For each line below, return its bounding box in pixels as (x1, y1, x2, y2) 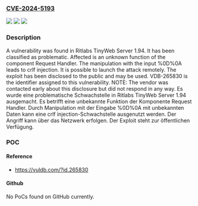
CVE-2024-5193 (6, 4, 55, 13)
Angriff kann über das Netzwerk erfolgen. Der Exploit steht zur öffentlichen (6, 116, 190, 124)
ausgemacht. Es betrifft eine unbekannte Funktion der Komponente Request (6, 97, 192, 105)
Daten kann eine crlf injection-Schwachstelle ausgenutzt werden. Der (6, 110, 177, 118)
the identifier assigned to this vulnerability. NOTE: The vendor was (6, 79, 168, 86)
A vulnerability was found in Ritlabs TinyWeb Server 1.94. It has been (6, 47, 175, 54)
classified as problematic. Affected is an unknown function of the (6, 53, 166, 60)
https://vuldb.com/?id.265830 (14, 166, 89, 173)
